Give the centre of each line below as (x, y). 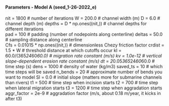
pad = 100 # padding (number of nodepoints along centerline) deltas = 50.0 (84, 34)
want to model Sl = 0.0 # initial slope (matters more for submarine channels (84, 77)
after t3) (14, 99)
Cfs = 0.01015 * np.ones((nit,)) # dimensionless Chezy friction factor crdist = (85, 45)
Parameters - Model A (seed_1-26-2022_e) (51, 7)
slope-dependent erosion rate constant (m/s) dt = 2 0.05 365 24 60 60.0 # (80, 61)
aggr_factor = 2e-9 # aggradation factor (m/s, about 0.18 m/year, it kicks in (83, 93)
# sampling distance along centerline (44, 40)
